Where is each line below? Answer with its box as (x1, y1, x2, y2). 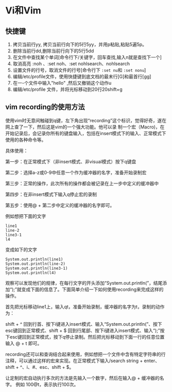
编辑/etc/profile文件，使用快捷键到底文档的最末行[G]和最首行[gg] (12, 73, 151, 80)
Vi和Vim (5, 5, 41, 16)
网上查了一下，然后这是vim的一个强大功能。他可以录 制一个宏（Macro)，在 (5, 124, 165, 130)
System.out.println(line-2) (5, 261, 66, 266)
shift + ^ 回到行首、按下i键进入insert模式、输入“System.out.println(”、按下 (5, 321, 162, 327)
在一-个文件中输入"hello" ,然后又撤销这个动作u (12, 80, 112, 86)
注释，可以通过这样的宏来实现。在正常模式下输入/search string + (5, 358, 143, 364)
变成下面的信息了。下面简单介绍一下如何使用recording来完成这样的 (21, 286, 164, 292)
